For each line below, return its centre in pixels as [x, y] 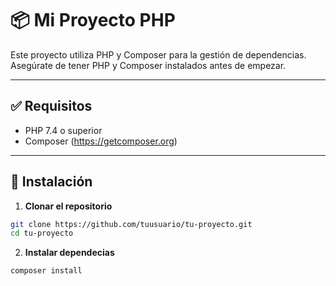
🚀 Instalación [51, 182]
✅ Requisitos [51, 106]
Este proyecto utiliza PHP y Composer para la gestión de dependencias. [158, 54]
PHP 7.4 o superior [63, 130]
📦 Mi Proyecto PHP [93, 20]
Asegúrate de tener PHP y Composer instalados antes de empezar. [148, 65]
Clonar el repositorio [68, 206]
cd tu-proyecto [42, 233]
